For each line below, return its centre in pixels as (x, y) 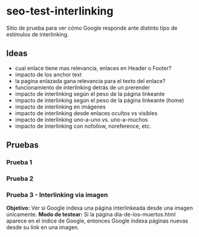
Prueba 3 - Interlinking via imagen (57, 195)
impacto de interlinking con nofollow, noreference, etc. (83, 126)
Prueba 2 (20, 178)
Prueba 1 (19, 162)
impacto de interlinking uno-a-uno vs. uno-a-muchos (81, 119)
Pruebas (23, 145)
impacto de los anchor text (48, 75)
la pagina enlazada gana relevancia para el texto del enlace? (90, 81)
